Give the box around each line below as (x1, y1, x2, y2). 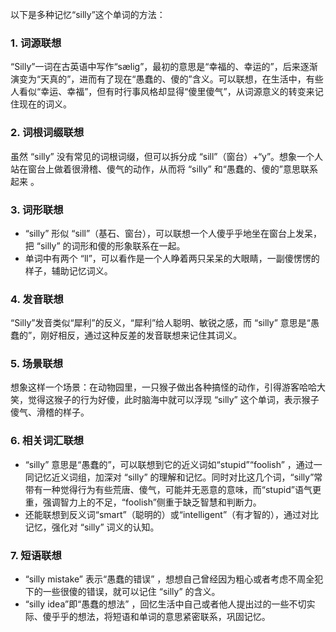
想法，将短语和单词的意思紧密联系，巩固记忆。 (77, 611, 271, 623)
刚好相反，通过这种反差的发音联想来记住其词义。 (40, 329, 243, 342)
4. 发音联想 (10, 292, 64, 306)
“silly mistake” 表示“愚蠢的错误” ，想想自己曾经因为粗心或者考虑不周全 (24, 573, 315, 585)
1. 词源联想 (10, 36, 62, 50)
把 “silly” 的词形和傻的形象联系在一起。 (24, 239, 186, 252)
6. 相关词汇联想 (10, 434, 85, 448)
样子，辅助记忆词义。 (24, 264, 113, 277)
